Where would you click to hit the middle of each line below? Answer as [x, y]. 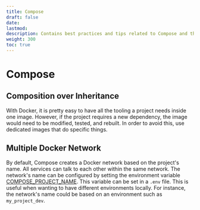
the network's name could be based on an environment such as [84, 194]
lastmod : [17, 28]
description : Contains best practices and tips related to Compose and [97, 34]
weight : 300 [21, 39]
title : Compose [25, 12]
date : [13, 23]
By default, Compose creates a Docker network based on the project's [93, 162]
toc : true [18, 45]
